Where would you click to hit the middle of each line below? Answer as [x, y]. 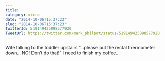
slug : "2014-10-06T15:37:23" [36, 24]
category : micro [22, 15]
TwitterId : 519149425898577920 [38, 29]
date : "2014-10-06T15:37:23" [36, 19]
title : [12, 10]
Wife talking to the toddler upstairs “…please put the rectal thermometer [80, 48]
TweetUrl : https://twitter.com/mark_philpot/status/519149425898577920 [82, 33]
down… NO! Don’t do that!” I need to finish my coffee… [63, 53]
